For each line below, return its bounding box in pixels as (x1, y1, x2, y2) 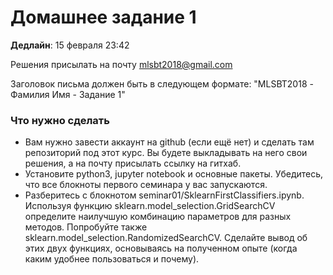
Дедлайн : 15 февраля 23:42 (10, 39, 130, 51)
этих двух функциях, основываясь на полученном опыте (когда (24, 242, 298, 255)
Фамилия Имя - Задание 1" (10, 88, 126, 100)
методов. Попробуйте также (24, 221, 148, 233)
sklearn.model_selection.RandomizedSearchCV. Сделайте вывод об (24, 232, 308, 244)
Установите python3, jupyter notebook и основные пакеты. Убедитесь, (24, 168, 324, 180)
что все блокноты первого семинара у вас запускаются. (24, 179, 268, 191)
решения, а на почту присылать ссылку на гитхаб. (24, 157, 242, 170)
